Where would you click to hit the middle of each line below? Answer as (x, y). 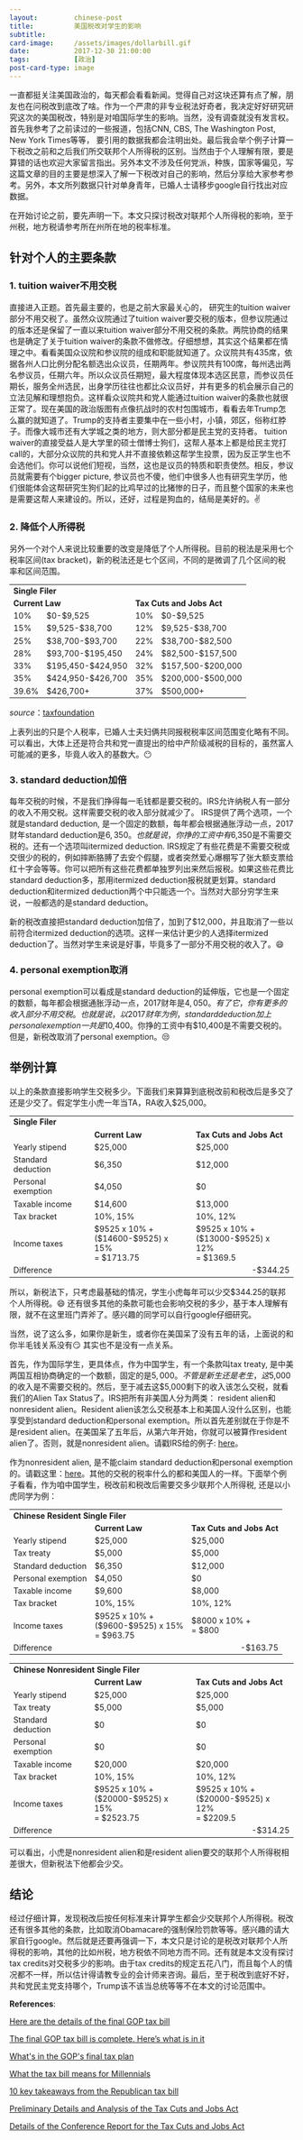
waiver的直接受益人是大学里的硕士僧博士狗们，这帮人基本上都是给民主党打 (148, 442)
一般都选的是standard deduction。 (89, 903)
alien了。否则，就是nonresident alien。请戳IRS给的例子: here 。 (126, 1443)
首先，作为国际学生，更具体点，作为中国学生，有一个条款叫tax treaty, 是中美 (151, 1364)
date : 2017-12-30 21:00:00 (80, 51)
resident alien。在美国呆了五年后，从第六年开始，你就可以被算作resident (152, 1431)
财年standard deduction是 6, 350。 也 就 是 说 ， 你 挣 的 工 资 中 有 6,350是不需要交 (151, 835)
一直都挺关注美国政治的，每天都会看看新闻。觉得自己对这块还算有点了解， (147, 95)
